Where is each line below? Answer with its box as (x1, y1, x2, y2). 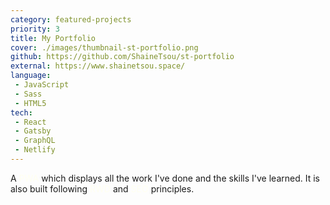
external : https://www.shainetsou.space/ (10, 61, 186, 71)
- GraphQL (14, 136, 56, 146)
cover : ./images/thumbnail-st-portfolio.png (10, 42, 199, 53)
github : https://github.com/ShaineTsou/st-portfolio (10, 52, 235, 62)
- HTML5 (14, 98, 47, 108)
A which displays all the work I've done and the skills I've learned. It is (10, 172, 321, 184)
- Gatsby (14, 126, 52, 136)
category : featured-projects (10, 14, 132, 25)
